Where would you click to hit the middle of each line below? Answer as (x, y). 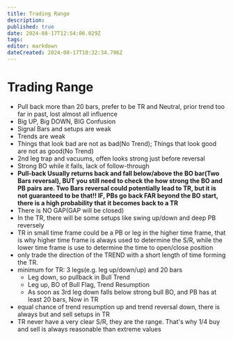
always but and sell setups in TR (63, 314)
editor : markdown (32, 46)
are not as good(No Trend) (55, 151)
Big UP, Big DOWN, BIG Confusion (66, 121)
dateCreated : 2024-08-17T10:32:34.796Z (65, 53)
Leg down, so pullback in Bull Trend (79, 277)
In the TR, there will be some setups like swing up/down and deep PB (116, 218)
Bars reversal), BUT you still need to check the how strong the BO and (120, 180)
